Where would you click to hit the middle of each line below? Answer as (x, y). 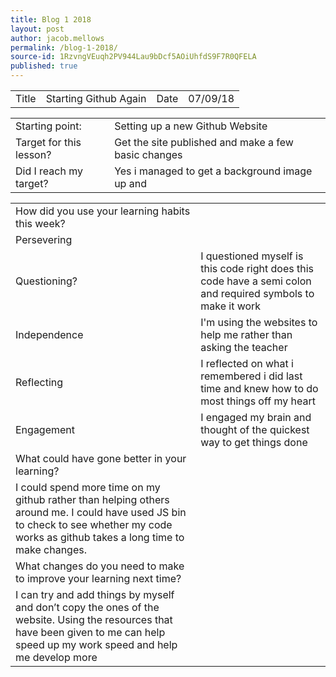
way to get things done (254, 442)
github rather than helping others (92, 499)
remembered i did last (251, 376)
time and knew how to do (259, 388)
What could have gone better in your (101, 458)
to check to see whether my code (94, 524)
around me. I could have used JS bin (101, 512)
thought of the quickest (255, 429)
